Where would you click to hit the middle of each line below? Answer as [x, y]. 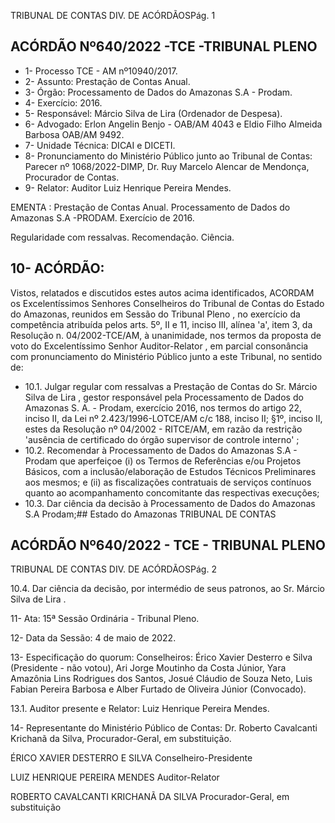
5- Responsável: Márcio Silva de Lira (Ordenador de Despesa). [153, 113]
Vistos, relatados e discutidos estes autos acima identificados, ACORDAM [162, 292]
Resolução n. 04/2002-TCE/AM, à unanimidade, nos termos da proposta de [166, 335]
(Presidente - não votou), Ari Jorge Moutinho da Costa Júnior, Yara [148, 668]
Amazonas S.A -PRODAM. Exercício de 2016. [102, 217]
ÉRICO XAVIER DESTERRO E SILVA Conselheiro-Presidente [131, 758]
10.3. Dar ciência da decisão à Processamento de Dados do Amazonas [170, 503]
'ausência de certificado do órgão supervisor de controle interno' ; [162, 439]
